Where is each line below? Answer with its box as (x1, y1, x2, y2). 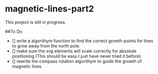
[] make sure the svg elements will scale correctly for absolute (12, 48, 137, 54)
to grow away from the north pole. (12, 43, 80, 49)
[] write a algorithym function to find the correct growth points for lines (12, 37, 154, 44)
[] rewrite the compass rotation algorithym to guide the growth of (12, 58, 142, 64)
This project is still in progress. (5, 19, 66, 25)
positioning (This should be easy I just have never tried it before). (12, 53, 142, 59)
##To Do (5, 28, 23, 34)
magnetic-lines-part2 (5, 3, 95, 14)
